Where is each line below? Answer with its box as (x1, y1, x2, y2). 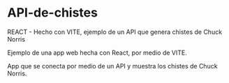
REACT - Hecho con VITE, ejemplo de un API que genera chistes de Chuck (7, 28, 222, 36)
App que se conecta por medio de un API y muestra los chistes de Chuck (7, 62, 218, 70)
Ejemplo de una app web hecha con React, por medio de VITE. (7, 48, 187, 57)
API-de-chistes (7, 5, 98, 21)
